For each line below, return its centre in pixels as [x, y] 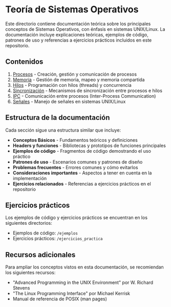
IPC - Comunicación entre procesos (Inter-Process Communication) [84, 96]
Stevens [21, 288]
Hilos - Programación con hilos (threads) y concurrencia [72, 85]
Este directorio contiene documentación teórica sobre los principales [78, 24]
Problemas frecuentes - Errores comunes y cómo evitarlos [75, 167]
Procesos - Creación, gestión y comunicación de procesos [75, 74]
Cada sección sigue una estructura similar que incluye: [63, 130]
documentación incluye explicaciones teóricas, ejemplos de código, [77, 34]
